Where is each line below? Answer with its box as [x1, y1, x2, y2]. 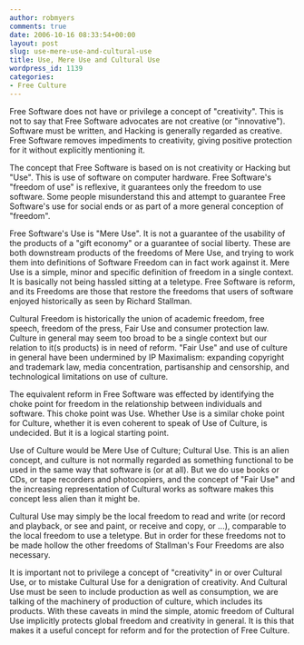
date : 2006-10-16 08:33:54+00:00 [9, 30, 136, 39]
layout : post [9, 38, 59, 48]
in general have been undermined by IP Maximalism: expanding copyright [9, 352, 285, 362]
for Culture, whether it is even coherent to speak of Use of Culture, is [9, 417, 268, 428]
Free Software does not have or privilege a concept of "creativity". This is [9, 105, 284, 116]
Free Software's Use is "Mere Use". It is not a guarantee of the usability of [9, 228, 286, 239]
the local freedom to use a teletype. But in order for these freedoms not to [9, 530, 286, 541]
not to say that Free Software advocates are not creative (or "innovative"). [9, 115, 286, 126]
